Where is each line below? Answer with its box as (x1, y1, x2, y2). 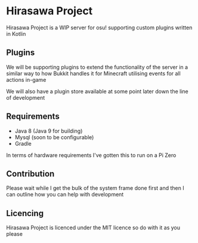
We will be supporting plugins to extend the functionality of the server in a (6, 63, 188, 70)
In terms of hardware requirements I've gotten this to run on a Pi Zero (6, 151, 177, 159)
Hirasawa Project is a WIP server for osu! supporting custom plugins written (6, 24, 193, 31)
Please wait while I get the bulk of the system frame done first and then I (6, 184, 184, 192)
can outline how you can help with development (6, 191, 124, 198)
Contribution (6, 168, 55, 179)
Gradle (14, 140, 32, 147)
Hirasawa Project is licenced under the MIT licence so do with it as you (6, 224, 181, 231)
